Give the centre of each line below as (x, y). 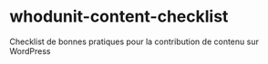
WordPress (31, 50)
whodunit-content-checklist (119, 17)
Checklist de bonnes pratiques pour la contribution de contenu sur (134, 41)
